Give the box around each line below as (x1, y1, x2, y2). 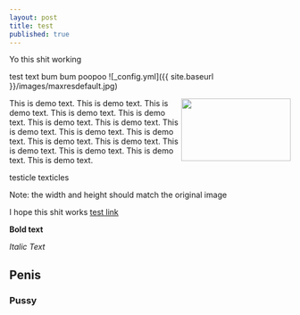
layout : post (9, 12, 58, 22)
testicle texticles (9, 172, 70, 183)
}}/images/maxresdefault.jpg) (9, 81, 118, 92)
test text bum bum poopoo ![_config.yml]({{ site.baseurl (9, 71, 214, 82)
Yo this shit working (9, 54, 82, 65)
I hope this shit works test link (9, 207, 119, 218)
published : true (9, 29, 70, 38)
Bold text (9, 224, 44, 235)
